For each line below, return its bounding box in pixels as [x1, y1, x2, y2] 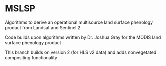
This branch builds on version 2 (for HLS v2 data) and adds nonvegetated [5, 49, 157, 55]
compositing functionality [5, 54, 57, 60]
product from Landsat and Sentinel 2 [5, 24, 81, 30]
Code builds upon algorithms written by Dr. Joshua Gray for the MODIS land [5, 34, 161, 40]
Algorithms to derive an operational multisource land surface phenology [5, 19, 153, 25]
